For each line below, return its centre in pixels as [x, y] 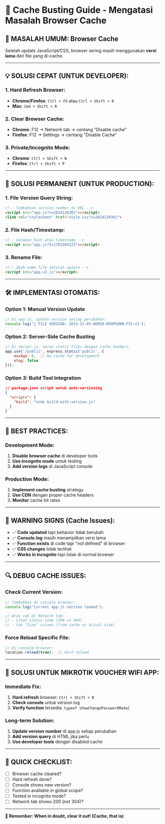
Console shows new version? [42, 785]
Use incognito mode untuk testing [47, 461]
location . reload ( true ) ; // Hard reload [47, 653]
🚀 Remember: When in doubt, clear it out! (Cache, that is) [65, 816]
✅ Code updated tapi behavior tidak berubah [58, 532]
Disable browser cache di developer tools [55, 456]
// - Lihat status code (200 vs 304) [44, 620]
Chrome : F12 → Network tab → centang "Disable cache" [69, 129]
